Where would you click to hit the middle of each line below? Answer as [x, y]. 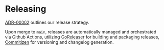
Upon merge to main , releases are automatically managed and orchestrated [81, 32]
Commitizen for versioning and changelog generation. [59, 42]
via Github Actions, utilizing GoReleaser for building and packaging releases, [82, 37]
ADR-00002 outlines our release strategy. [47, 22]
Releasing [26, 9]
